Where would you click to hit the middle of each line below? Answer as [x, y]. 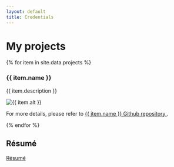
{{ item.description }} [32, 91]
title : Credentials [30, 17]
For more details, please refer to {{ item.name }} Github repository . [87, 113]
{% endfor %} [23, 125]
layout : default [26, 12]
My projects [36, 46]
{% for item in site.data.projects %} [49, 63]
